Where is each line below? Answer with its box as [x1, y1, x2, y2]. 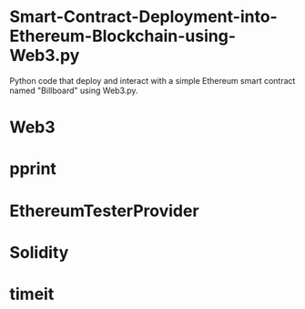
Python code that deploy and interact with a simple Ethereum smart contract [9, 75, 296, 86]
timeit [9, 283, 55, 304]
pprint [9, 159, 57, 180]
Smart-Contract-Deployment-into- [9, 6, 278, 27]
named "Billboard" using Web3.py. [9, 85, 138, 96]
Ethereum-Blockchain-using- [9, 26, 237, 46]
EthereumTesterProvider [9, 201, 199, 221]
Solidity [9, 242, 69, 263]
